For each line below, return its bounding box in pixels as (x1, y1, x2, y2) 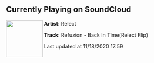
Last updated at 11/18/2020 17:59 (43, 43, 123, 50)
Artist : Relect (43, 20, 76, 27)
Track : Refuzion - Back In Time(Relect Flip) (43, 32, 149, 38)
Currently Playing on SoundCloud (6, 5, 132, 15)
